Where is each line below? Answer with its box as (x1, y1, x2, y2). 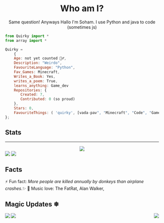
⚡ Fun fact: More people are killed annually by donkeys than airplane (5, 179, 144, 185)
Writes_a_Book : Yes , (14, 74, 56, 79)
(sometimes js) (67, 24, 97, 30)
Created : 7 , (20, 92, 45, 97)
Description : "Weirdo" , (14, 60, 62, 66)
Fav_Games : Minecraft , (14, 70, 60, 74)
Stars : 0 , (14, 106, 34, 111)
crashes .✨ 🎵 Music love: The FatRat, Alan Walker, (5, 186, 104, 191)
